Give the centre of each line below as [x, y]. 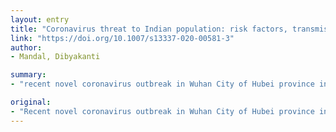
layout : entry [40, 19]
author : [26, 47]
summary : [28, 75]
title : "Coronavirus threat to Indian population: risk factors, [149, 29]
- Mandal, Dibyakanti [55, 57]
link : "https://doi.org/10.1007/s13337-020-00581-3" [122, 38]
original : [31, 102]
